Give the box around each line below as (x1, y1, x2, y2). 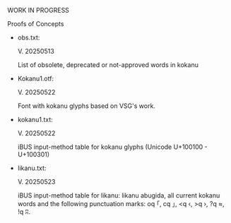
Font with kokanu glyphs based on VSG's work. (17, 102, 155, 110)
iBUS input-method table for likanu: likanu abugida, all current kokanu (17, 191, 220, 200)
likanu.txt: (17, 164, 47, 172)
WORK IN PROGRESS (7, 6, 69, 14)
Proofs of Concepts (7, 20, 64, 28)
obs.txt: (17, 33, 40, 42)
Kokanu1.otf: (17, 74, 54, 83)
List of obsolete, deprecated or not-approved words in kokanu (17, 61, 199, 69)
